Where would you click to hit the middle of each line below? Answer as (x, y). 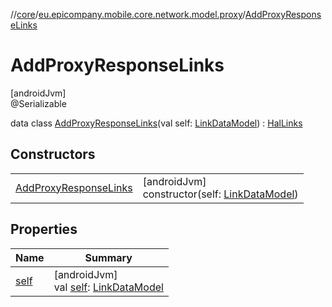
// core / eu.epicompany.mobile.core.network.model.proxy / (128, 14)
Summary (108, 257)
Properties (44, 229)
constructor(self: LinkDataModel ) (220, 194)
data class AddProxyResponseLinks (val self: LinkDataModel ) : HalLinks (156, 123)
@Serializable (38, 103)
